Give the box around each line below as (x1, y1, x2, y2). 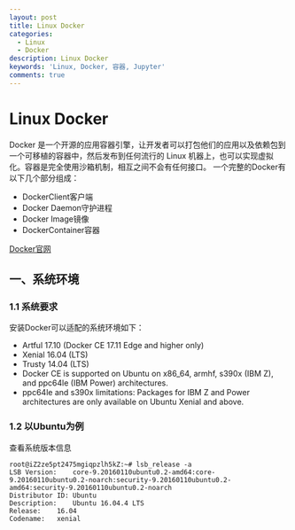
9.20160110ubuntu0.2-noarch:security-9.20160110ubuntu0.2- (9, 475, 232, 484)
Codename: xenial (9, 514, 82, 523)
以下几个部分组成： (9, 172, 80, 183)
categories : (9, 29, 53, 38)
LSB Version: (9, 467, 58, 477)
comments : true (9, 71, 66, 80)
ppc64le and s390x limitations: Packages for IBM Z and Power (21, 387, 251, 398)
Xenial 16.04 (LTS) (21, 349, 89, 360)
